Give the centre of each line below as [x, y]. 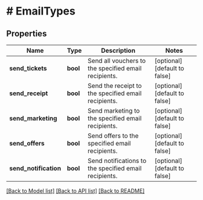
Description [118, 51]
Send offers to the [113, 136]
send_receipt [29, 93]
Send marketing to [114, 111]
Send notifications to [117, 161]
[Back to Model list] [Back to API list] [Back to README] [76, 191]
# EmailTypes [41, 11]
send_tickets [28, 68]
